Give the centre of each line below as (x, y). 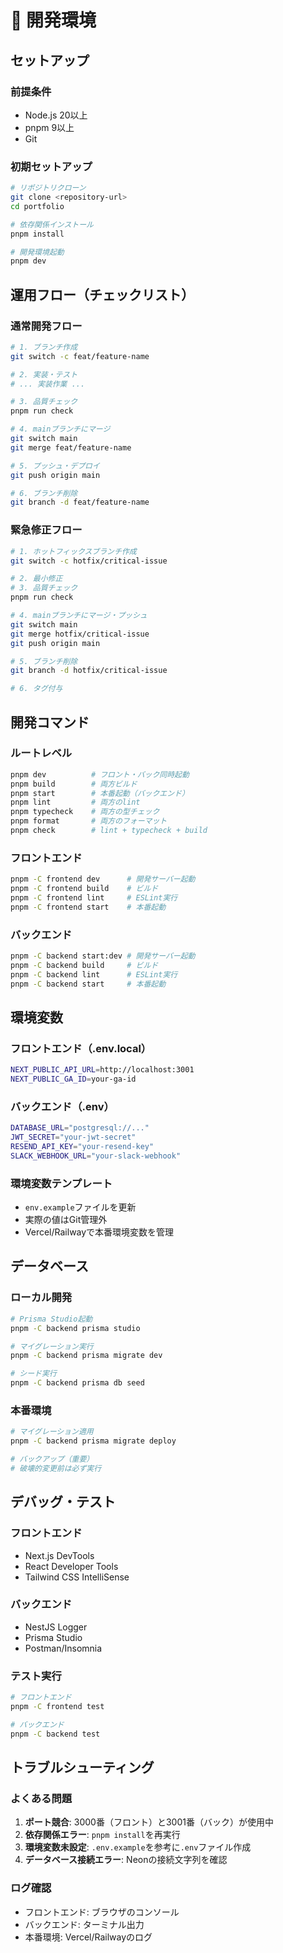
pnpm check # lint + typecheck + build (109, 831)
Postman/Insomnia (63, 1648)
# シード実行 (33, 1374)
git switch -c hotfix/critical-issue (89, 561)
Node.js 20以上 (56, 115)
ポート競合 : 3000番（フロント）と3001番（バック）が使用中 (149, 1822)
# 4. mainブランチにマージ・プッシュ (79, 616)
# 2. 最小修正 (36, 579)
